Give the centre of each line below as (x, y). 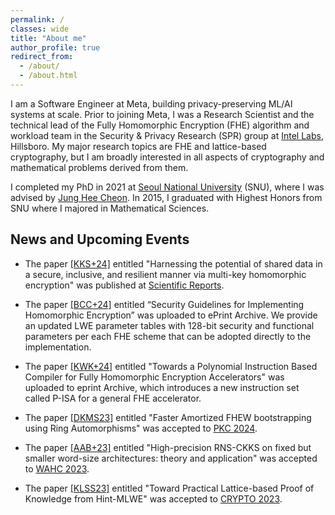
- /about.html (48, 76)
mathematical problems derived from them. (99, 167)
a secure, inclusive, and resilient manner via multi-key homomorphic (165, 274)
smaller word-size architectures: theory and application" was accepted (171, 458)
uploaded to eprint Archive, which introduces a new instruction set (162, 387)
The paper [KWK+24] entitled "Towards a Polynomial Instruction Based (171, 366)
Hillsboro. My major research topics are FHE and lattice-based (138, 146)
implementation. (58, 347)
